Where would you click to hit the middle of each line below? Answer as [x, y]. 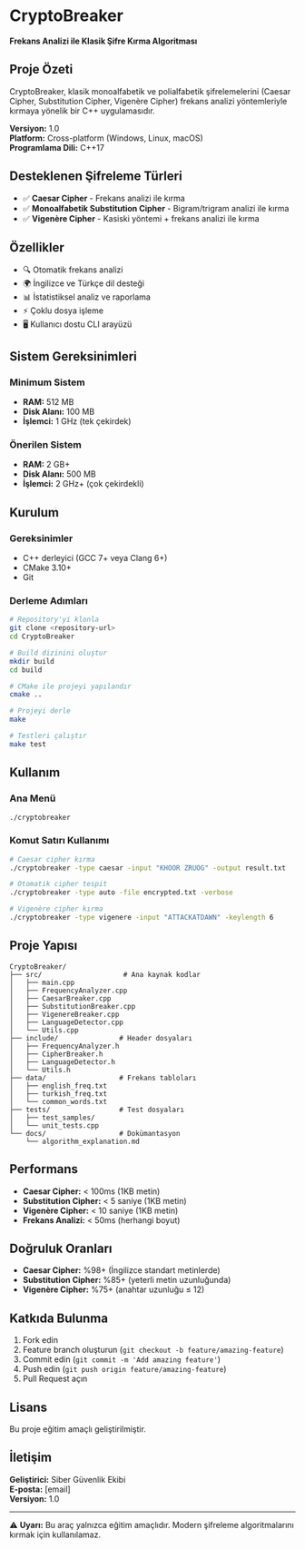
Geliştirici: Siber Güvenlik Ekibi [68, 1479]
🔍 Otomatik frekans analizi [73, 270]
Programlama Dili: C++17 [57, 147]
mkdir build [32, 661]
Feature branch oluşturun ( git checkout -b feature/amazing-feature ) [153, 1350]
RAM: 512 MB [48, 402]
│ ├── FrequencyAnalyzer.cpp [69, 991]
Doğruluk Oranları [61, 1248]
